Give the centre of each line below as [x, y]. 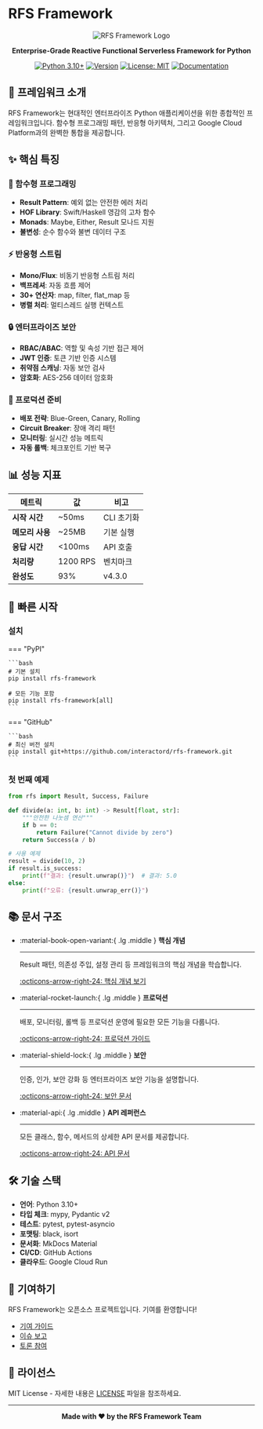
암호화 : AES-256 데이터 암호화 [66, 378]
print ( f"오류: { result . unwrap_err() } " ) [85, 890]
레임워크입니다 [31, 122]
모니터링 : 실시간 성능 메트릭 [61, 438]
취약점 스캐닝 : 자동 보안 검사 [62, 368]
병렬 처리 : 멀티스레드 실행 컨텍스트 [72, 305]
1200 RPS [77, 561]
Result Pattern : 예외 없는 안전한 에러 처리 [84, 203]
